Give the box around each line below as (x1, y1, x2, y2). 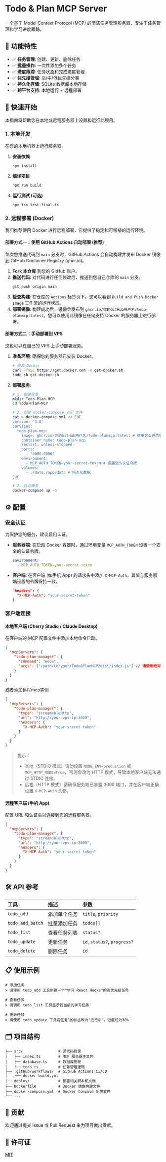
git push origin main (12, 284, 57, 289)
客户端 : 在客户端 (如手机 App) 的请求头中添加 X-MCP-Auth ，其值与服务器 (12, 572, 158, 578)
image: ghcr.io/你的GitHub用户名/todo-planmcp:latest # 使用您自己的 (21, 433, 160, 438)
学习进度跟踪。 (13, 26, 44, 32)
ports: (21, 447, 35, 452)
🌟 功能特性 (5, 42, 37, 51)
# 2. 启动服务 (12, 484, 39, 489)
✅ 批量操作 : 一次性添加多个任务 (12, 62, 77, 68)
